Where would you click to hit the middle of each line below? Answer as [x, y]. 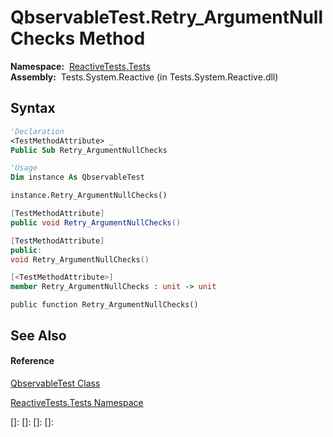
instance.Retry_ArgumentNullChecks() [89, 196]
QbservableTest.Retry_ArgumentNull [167, 17]
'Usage [24, 168]
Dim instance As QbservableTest [77, 177]
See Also [38, 335]
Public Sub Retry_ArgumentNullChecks [89, 150]
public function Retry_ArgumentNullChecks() [104, 305]
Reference [32, 361]
